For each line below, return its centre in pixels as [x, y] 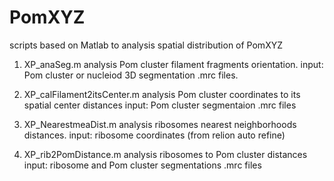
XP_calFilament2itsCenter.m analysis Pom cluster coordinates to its [162, 94]
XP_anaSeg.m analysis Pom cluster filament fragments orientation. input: [173, 64]
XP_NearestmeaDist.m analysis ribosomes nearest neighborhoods [160, 124]
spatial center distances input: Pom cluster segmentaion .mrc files [160, 105]
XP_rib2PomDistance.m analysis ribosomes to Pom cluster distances [165, 154]
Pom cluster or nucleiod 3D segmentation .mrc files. [131, 75]
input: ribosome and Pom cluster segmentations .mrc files [142, 165]
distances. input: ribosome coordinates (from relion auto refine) [154, 135]
